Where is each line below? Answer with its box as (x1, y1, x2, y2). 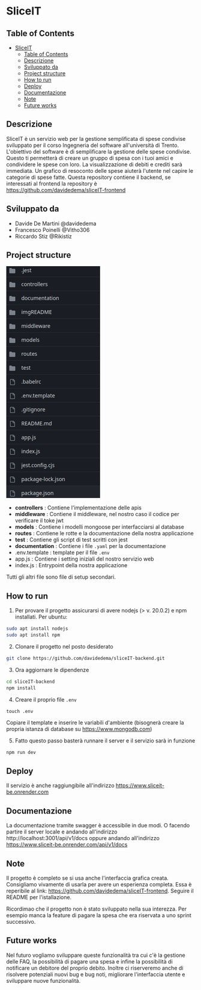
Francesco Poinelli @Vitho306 (14, 226, 90, 233)
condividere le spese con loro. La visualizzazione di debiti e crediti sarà (6, 161, 183, 168)
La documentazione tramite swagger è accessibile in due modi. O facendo (6, 822, 190, 829)
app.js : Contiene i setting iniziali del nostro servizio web (14, 555, 154, 562)
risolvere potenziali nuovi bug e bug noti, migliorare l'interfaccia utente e (6, 971, 185, 978)
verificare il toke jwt (14, 517, 64, 525)
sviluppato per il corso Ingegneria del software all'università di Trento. (6, 142, 179, 149)
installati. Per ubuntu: (14, 613, 68, 621)
